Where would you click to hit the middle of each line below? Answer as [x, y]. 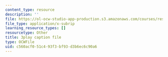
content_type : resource [30, 10]
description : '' [22, 14]
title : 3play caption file [33, 38]
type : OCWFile [20, 42]
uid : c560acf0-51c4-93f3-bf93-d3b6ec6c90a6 [51, 47]
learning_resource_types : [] [35, 28]
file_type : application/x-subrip [40, 24]
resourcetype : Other [27, 33]
